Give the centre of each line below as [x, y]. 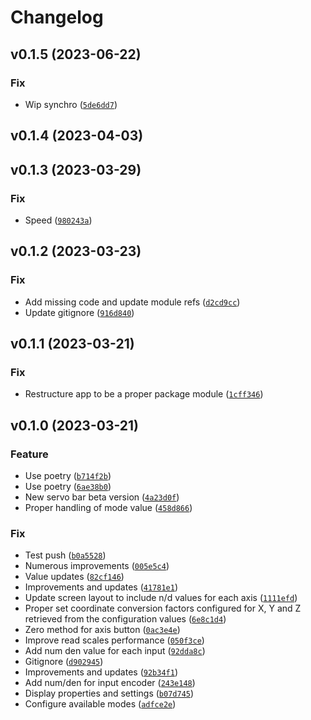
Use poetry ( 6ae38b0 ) [68, 487]
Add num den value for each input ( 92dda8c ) [115, 651]
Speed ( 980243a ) [58, 220]
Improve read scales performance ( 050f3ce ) [114, 640]
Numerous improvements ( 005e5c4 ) [97, 566]
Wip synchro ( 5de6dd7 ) [71, 104]
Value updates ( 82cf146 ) [74, 577]
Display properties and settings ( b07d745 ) [109, 693]
